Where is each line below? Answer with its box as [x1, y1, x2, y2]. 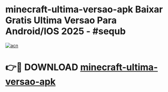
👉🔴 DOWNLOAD [5, 62, 78, 73]
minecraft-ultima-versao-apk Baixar [5, 4, 163, 15]
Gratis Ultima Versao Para [5, 14, 117, 26]
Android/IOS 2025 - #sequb [5, 26, 126, 37]
